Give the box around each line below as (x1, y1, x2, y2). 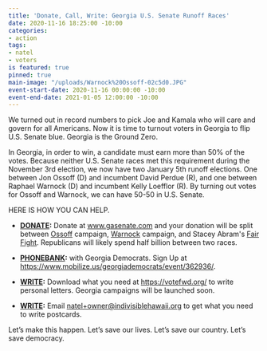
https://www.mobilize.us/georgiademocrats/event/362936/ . (19, 262, 216, 271)
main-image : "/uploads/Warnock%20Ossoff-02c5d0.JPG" (8, 78, 187, 86)
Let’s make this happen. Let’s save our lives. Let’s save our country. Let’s (8, 325, 246, 335)
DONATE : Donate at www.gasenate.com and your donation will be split (19, 221, 253, 231)
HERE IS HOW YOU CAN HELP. (8, 205, 110, 215)
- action (8, 34, 37, 42)
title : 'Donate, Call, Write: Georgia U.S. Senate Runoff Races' (8, 11, 230, 20)
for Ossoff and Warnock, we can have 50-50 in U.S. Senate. (8, 190, 205, 199)
